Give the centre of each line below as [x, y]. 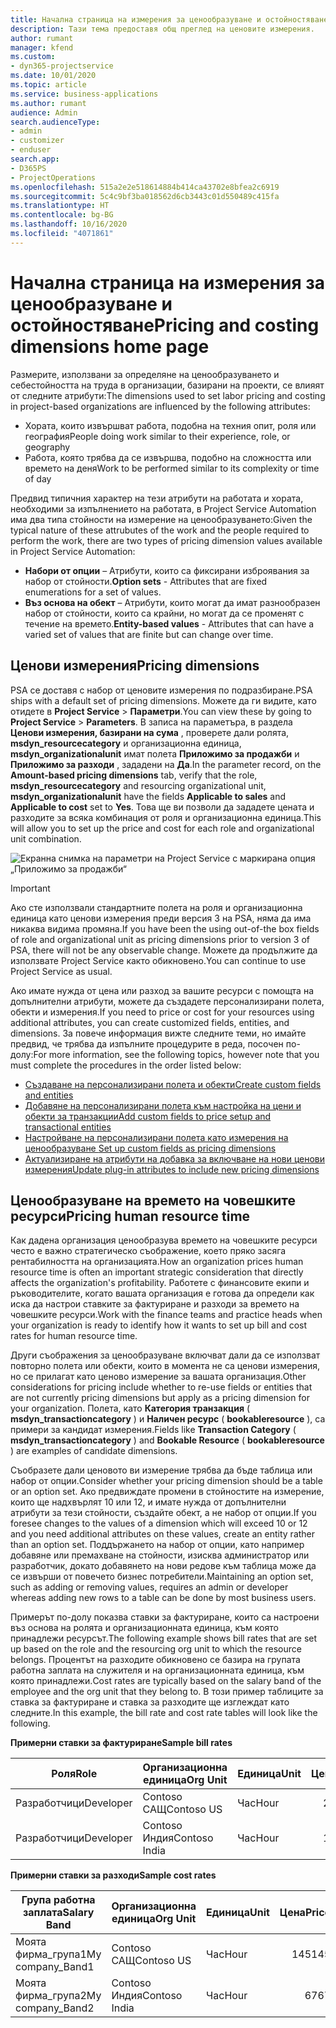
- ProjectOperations [53, 177]
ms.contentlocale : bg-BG [62, 215]
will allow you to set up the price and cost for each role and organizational [162, 828]
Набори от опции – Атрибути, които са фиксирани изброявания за [167, 570]
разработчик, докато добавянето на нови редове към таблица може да [163, 1566]
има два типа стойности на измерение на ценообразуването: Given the [161, 519]
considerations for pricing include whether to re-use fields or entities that [161, 1387]
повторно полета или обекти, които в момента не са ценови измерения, [165, 1366]
